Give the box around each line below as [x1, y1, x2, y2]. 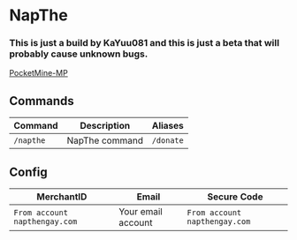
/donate [151, 136, 184, 146]
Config [9, 164, 48, 179]
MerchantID [36, 191, 88, 203]
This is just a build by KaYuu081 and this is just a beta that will [9, 37, 280, 49]
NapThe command [66, 134, 144, 146]
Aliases [151, 120, 184, 132]
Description [79, 120, 131, 132]
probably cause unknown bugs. [9, 48, 148, 60]
